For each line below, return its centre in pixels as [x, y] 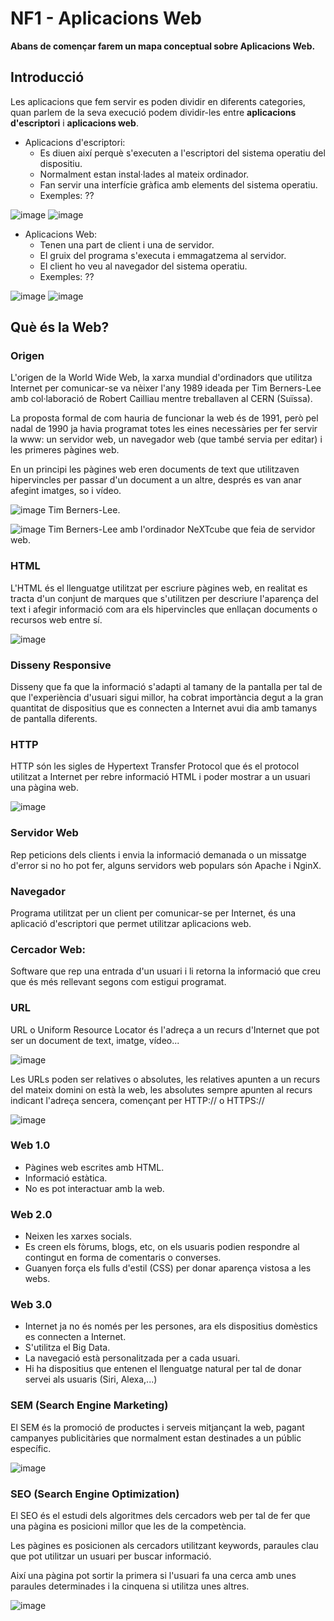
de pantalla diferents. [54, 719]
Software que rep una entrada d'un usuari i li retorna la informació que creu [166, 971]
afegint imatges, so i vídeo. [66, 491]
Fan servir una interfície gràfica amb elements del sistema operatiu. [178, 184]
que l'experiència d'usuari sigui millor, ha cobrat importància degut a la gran [167, 698]
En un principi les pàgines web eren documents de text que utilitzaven [155, 469]
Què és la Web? [60, 327]
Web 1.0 [30, 1145]
